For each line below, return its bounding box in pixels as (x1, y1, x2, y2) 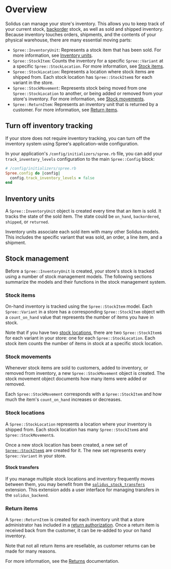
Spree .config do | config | (5, 171, 60, 176)
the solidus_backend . (5, 492, 50, 498)
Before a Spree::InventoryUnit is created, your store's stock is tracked (5, 268, 155, 274)
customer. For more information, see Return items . (12, 107, 119, 113)
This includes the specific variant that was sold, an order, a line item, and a (5, 234, 162, 240)
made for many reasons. (5, 548, 57, 554)
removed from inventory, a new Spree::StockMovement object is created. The (5, 370, 165, 376)
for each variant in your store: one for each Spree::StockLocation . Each (5, 335, 156, 341)
